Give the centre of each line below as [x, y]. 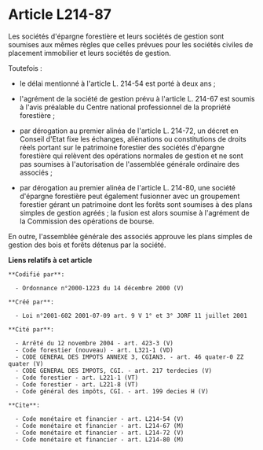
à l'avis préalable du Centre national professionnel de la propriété [125, 107]
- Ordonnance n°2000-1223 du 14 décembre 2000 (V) [100, 288]
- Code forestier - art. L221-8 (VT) [77, 384]
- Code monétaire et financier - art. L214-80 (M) [100, 439]
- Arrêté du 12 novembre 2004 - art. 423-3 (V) [95, 343]
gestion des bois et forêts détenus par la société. [87, 245]
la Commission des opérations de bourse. [87, 221]
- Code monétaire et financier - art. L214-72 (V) [100, 433]
